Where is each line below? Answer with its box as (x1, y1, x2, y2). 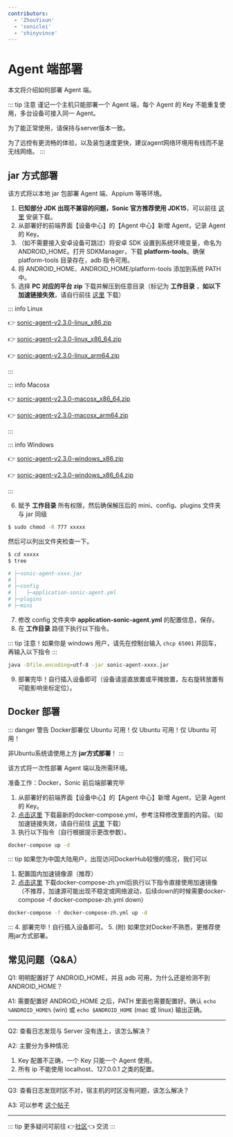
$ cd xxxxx (8, 550, 39, 558)
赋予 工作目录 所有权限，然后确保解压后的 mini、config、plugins (17, 501, 201, 510)
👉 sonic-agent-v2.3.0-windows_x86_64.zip (8, 471, 134, 479)
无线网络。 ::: (8, 147, 46, 156)
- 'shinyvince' (14, 29, 58, 37)
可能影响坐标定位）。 (17, 684, 76, 692)
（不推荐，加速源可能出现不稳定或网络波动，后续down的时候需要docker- (17, 887, 226, 895)
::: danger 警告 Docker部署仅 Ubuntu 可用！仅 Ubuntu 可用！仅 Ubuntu (8, 725, 209, 734)
